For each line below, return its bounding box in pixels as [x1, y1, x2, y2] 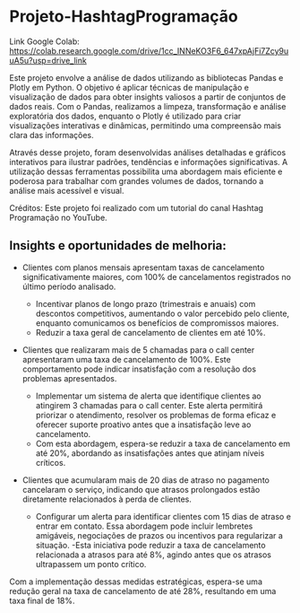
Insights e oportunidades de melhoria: [9, 238, 227, 253]
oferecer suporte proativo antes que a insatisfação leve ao [35, 419, 252, 430]
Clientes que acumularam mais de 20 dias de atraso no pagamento [21, 474, 270, 486]
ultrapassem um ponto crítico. [35, 558, 147, 569]
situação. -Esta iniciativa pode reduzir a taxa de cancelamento [35, 539, 266, 550]
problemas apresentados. [21, 372, 117, 383]
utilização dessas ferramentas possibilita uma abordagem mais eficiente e [9, 166, 283, 177]
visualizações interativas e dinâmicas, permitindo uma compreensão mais [9, 119, 282, 131]
